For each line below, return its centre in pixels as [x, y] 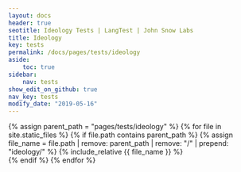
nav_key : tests [33, 97]
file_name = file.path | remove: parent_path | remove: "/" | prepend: [119, 143]
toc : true [39, 67]
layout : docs [30, 15]
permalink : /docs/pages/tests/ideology [74, 52]
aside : [19, 60]
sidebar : [23, 75]
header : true [30, 23]
